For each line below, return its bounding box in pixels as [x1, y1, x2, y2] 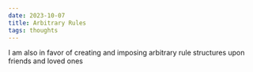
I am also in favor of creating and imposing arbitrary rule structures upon [8, 48, 245, 58]
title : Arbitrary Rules [8, 19, 87, 27]
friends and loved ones [8, 56, 83, 66]
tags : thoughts [8, 26, 59, 34]
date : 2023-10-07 [8, 11, 66, 20]
